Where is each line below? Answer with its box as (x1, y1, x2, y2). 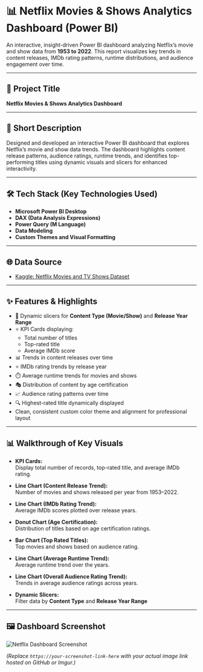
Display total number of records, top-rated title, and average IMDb (14, 464, 180, 471)
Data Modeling (14, 227, 53, 234)
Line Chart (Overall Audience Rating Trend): (14, 573, 128, 580)
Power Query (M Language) (14, 221, 86, 228)
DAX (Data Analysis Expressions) (14, 214, 101, 222)
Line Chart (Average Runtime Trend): (14, 555, 110, 562)
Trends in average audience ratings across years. (14, 579, 138, 587)
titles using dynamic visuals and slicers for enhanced (35, 158, 167, 166)
